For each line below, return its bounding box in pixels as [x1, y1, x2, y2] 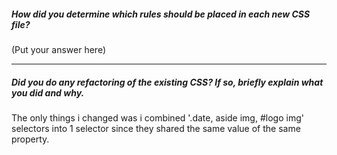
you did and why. [11, 86, 85, 99]
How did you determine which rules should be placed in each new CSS [11, 8, 311, 20]
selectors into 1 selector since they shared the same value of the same [11, 122, 301, 134]
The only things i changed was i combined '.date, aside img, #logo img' [11, 111, 304, 124]
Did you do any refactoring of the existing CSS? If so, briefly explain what [11, 76, 324, 88]
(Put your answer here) [11, 43, 107, 55]
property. [11, 133, 50, 145]
